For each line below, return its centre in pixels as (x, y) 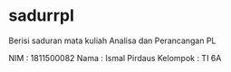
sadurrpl (41, 16)
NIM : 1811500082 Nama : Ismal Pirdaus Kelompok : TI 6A (115, 58)
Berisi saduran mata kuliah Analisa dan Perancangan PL (112, 40)
